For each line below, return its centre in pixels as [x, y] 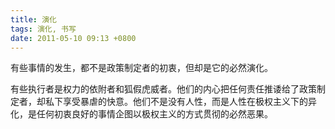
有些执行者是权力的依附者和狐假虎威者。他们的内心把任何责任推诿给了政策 [163, 89]
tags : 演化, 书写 [43, 29]
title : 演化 [33, 19]
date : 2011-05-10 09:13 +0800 [73, 38]
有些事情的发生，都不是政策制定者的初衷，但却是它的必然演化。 [141, 68]
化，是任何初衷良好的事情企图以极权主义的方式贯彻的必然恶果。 [141, 114]
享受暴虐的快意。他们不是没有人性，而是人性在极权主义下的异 [189, 102]
